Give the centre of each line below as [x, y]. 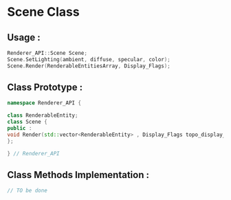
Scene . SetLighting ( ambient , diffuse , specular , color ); [89, 59]
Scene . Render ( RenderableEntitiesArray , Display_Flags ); [89, 66]
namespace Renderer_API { [44, 103]
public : [20, 129]
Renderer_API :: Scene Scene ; [47, 53]
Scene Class [44, 12]
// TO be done [27, 191]
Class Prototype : [45, 88]
